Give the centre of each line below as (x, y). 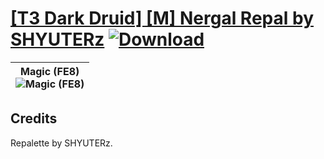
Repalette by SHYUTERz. (61, 143)
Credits (34, 118)
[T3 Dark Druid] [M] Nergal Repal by (162, 18)
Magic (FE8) (50, 71)
